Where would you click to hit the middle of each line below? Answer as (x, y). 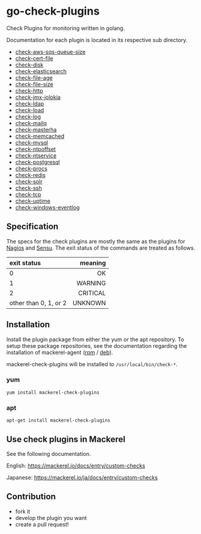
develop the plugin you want (51, 518)
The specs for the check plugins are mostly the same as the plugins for (96, 241)
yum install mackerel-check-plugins (53, 392)
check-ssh (28, 188)
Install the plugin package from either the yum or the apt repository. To (95, 339)
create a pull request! (42, 524)
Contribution (31, 496)
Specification (32, 227)
